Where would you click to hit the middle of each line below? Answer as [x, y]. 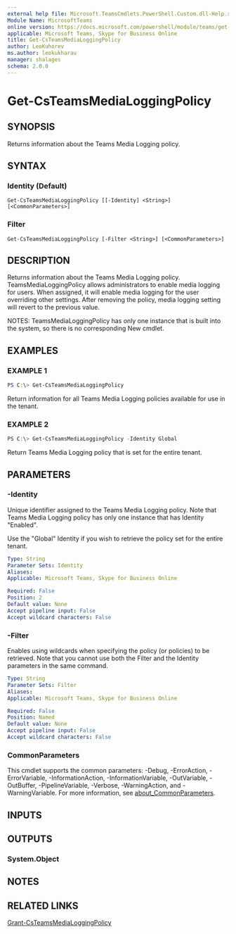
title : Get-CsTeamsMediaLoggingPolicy [64, 40]
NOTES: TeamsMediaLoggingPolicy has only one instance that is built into [114, 321]
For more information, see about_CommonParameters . [137, 793]
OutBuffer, [22, 785]
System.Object [33, 859]
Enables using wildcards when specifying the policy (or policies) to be [109, 651]
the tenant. [23, 406]
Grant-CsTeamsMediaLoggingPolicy [59, 923]
